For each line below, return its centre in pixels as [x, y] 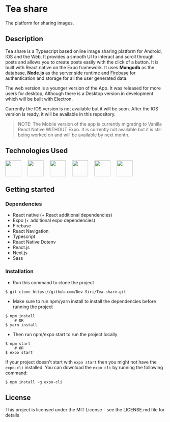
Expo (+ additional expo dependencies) [54, 220]
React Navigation [31, 231]
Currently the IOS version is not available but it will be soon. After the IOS [82, 109]
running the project [33, 307]
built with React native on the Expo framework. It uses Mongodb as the [80, 67]
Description [24, 39]
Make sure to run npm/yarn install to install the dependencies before [84, 301]
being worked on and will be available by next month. [74, 135]
